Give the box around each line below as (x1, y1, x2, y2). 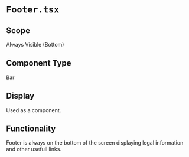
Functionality (6, 124, 56, 134)
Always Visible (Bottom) (6, 41, 64, 48)
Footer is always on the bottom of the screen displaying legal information (6, 139, 184, 146)
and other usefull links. (6, 146, 62, 153)
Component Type (6, 58, 72, 68)
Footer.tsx (6, 4, 60, 15)
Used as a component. (6, 106, 61, 113)
